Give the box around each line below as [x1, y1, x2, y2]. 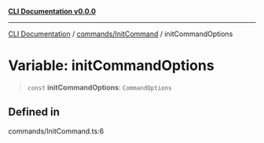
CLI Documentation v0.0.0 [8, 7, 97, 16]
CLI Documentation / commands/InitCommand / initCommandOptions [8, 29, 233, 38]
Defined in [8, 105, 60, 119]
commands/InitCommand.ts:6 [8, 126, 104, 136]
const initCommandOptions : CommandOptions [27, 82, 173, 92]
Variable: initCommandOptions [8, 57, 214, 75]
